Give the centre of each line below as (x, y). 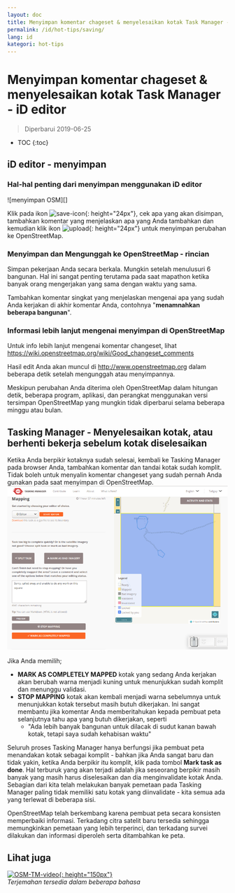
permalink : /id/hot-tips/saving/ (56, 29)
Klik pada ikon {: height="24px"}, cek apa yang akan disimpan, (115, 213)
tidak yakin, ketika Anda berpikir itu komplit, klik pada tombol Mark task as (115, 763)
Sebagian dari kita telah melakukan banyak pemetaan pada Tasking (104, 785)
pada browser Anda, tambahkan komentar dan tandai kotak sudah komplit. (115, 468)
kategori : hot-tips (36, 44)
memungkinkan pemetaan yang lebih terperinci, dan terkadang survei (107, 828)
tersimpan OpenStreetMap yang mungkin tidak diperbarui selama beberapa (116, 403)
